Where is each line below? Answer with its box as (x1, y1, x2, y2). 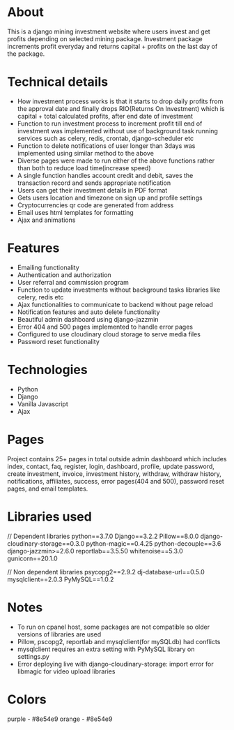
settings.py (17, 652, 50, 660)
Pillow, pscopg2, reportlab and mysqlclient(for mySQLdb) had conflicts (17, 637, 221, 646)
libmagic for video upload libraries (17, 667, 116, 676)
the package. (7, 50, 45, 58)
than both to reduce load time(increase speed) (17, 163, 151, 172)
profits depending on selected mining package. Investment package (7, 34, 203, 43)
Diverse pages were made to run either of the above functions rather (17, 156, 214, 165)
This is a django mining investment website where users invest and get (7, 27, 210, 36)
